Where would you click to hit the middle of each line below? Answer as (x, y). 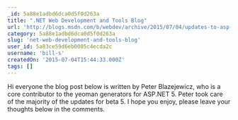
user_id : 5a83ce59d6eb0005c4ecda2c (60, 47)
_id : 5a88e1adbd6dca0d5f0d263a (53, 14)
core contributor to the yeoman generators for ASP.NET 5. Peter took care (115, 94)
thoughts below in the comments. (56, 109)
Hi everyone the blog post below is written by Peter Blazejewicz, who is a (114, 86)
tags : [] (20, 66)
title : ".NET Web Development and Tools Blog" (77, 20)
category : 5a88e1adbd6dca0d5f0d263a (61, 34)
